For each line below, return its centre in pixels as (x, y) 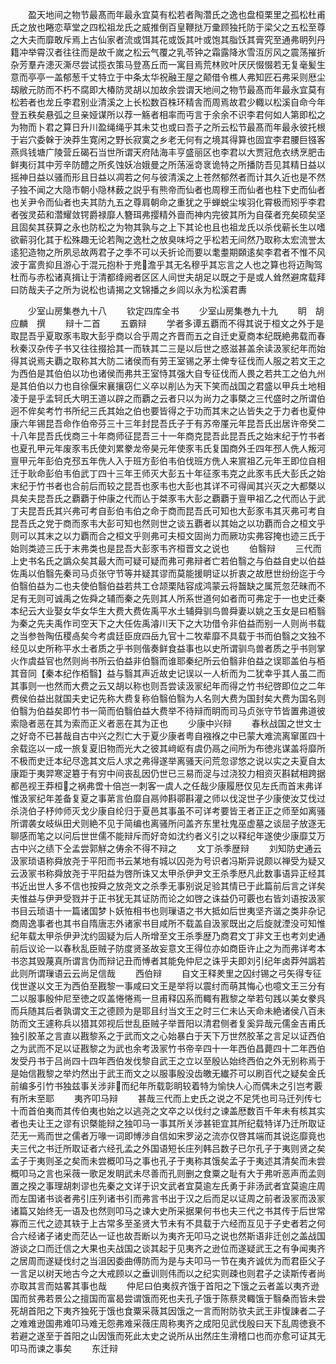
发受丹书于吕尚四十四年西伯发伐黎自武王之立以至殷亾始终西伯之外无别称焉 (163, 1061)
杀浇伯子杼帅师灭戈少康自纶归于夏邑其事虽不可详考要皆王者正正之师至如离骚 (168, 811)
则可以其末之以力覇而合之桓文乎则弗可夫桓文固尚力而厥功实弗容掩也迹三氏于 (168, 536)
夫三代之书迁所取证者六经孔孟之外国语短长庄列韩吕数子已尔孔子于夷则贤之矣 (168, 1148)
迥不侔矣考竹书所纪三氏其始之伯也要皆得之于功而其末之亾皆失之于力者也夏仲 (168, 411)
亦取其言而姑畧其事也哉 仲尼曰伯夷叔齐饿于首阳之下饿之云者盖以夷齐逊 (165, 1286)
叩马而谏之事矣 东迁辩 (64, 1348)
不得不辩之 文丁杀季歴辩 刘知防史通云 (227, 848)
